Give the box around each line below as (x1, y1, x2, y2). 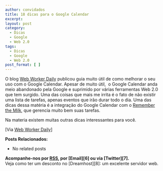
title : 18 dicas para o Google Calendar (5, 12, 90, 17)
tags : (5, 44, 16, 49)
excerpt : (5, 16, 23, 21)
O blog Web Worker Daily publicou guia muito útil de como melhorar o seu (5, 76, 156, 82)
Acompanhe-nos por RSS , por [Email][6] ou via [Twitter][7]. (5, 155, 130, 161)
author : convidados (5, 7, 45, 12)
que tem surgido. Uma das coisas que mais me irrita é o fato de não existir (5, 92, 156, 98)
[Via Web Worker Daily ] (5, 127, 53, 132)
